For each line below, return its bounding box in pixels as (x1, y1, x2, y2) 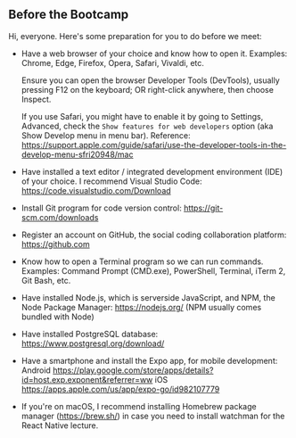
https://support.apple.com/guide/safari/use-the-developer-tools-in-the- (21, 139, 287, 150)
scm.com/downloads (21, 211, 99, 222)
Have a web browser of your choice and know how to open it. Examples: (21, 48, 288, 59)
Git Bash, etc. (21, 275, 71, 285)
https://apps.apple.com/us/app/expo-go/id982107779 (21, 384, 220, 394)
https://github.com (21, 238, 90, 249)
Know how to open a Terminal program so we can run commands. (21, 256, 264, 267)
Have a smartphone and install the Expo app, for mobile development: (21, 355, 278, 366)
